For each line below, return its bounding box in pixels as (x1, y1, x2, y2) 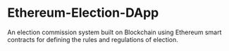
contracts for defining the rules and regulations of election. (7, 35, 178, 43)
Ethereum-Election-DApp (7, 5, 159, 21)
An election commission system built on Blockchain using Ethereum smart (7, 28, 222, 36)
